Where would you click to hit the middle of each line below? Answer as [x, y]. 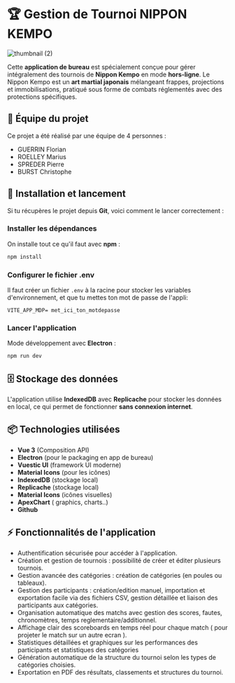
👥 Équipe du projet [48, 119]
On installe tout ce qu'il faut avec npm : [64, 244]
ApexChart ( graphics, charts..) [63, 502]
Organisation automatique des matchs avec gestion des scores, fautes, [120, 612]
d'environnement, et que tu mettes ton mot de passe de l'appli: [98, 298]
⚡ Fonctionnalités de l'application [81, 533]
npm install [24, 257]
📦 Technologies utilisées [64, 430]
